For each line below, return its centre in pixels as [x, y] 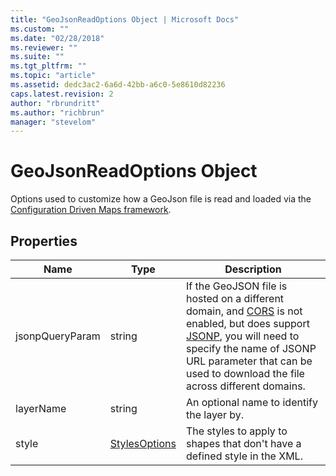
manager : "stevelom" [53, 122]
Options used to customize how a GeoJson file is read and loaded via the [161, 199]
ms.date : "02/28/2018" [57, 38]
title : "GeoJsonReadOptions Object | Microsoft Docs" [125, 19]
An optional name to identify [251, 402]
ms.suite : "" [37, 57]
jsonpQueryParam [58, 336]
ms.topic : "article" [53, 76]
